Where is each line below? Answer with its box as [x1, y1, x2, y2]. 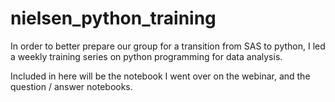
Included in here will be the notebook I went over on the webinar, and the [10, 70, 311, 82]
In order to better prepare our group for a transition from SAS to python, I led [10, 40, 326, 52]
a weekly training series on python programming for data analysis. [10, 50, 283, 62]
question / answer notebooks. [10, 80, 133, 92]
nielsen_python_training [10, 7, 217, 30]
